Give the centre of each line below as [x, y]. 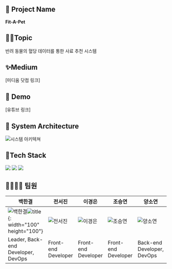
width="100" [24, 224]
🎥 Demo [18, 97]
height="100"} [26, 231]
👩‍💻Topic [19, 38]
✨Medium [21, 67]
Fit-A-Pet [15, 22]
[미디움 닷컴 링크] [23, 80]
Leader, [17, 239]
